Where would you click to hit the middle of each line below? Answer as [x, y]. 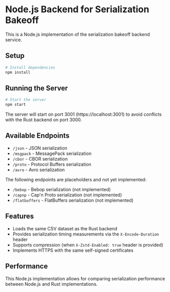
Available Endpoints [38, 136]
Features [20, 216]
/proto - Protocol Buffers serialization [52, 164]
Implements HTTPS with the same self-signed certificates [73, 250]
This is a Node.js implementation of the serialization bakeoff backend [78, 34]
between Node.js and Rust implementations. [52, 284]
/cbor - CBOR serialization [40, 158]
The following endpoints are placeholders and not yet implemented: [76, 179]
